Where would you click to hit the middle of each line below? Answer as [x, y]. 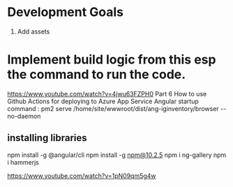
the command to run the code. [97, 75]
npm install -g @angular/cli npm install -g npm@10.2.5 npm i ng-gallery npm [117, 155]
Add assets [33, 31]
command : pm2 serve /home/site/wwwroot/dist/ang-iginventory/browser [113, 108]
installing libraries [47, 138]
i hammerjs [23, 162]
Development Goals [66, 12]
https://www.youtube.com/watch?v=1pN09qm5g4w [82, 176]
